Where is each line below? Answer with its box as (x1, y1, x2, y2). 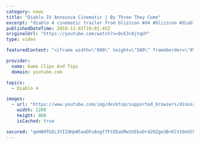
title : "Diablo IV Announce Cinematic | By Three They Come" (6, 14, 161, 20)
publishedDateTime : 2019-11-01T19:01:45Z (6, 25, 111, 32)
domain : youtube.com (11, 69, 62, 75)
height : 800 (17, 112, 46, 118)
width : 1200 (17, 107, 46, 113)
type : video (6, 36, 36, 42)
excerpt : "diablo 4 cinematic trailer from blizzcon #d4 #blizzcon (6, 20, 177, 26)
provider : (6, 58, 31, 64)
